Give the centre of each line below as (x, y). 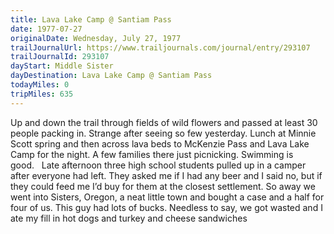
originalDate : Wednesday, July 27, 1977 (96, 38)
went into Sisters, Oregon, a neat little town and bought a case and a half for (167, 197)
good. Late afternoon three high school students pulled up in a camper (158, 165)
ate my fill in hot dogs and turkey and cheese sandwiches (129, 218)
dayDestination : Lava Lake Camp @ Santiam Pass (111, 76)
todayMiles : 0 (40, 85)
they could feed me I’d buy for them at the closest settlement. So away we (163, 186)
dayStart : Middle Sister (62, 66)
